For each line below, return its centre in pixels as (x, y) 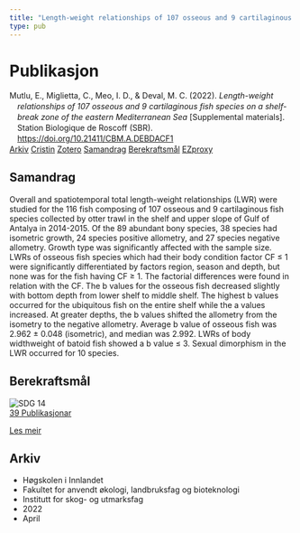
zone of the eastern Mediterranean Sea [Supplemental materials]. (163, 117)
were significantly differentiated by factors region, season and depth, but (145, 266)
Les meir (26, 430)
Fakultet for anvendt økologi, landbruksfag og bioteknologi (131, 490)
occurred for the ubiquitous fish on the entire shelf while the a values (137, 304)
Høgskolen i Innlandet (63, 481)
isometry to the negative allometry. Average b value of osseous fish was (143, 324)
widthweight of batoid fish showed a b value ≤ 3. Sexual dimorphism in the (148, 343)
